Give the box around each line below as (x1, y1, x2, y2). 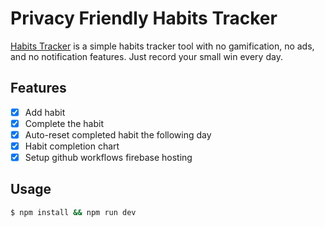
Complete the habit (24, 117, 104, 129)
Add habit (24, 106, 66, 118)
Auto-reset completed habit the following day (24, 128, 212, 141)
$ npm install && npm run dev (10, 207, 137, 217)
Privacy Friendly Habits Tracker (10, 7, 278, 30)
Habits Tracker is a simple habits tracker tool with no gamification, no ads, (10, 40, 315, 52)
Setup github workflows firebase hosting (24, 152, 193, 163)
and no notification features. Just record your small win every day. (10, 50, 283, 62)
